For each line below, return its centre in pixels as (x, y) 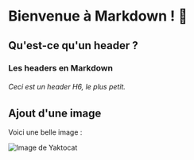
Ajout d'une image (55, 113)
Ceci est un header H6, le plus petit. (67, 87)
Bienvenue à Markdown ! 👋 (98, 16)
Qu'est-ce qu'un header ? (73, 46)
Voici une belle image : (45, 132)
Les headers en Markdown (61, 68)
